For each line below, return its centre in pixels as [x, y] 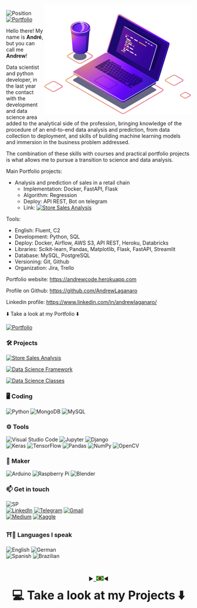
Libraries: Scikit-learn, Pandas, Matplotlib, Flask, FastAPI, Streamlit [95, 249]
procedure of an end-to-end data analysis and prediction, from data [88, 130]
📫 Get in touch [28, 489]
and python [20, 74]
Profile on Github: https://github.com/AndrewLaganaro [72, 290]
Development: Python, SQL [47, 237]
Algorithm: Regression [50, 195]
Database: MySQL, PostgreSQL [52, 255]
